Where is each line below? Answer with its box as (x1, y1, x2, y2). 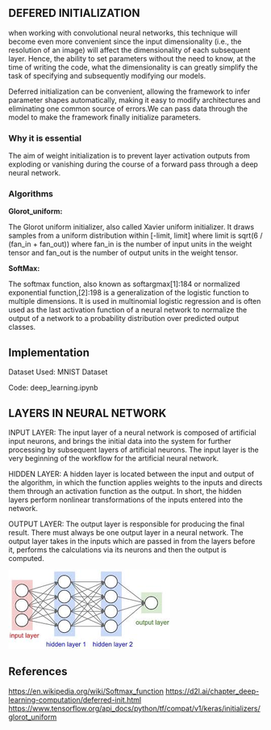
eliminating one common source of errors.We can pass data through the (8, 103, 248, 113)
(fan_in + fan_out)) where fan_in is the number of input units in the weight (8, 239, 252, 249)
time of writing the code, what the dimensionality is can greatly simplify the (8, 62, 258, 72)
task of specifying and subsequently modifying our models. (8, 70, 206, 80)
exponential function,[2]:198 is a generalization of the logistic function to (8, 288, 249, 297)
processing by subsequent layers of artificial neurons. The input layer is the (8, 445, 260, 455)
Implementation (8, 345, 90, 359)
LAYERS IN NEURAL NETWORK (8, 406, 167, 420)
